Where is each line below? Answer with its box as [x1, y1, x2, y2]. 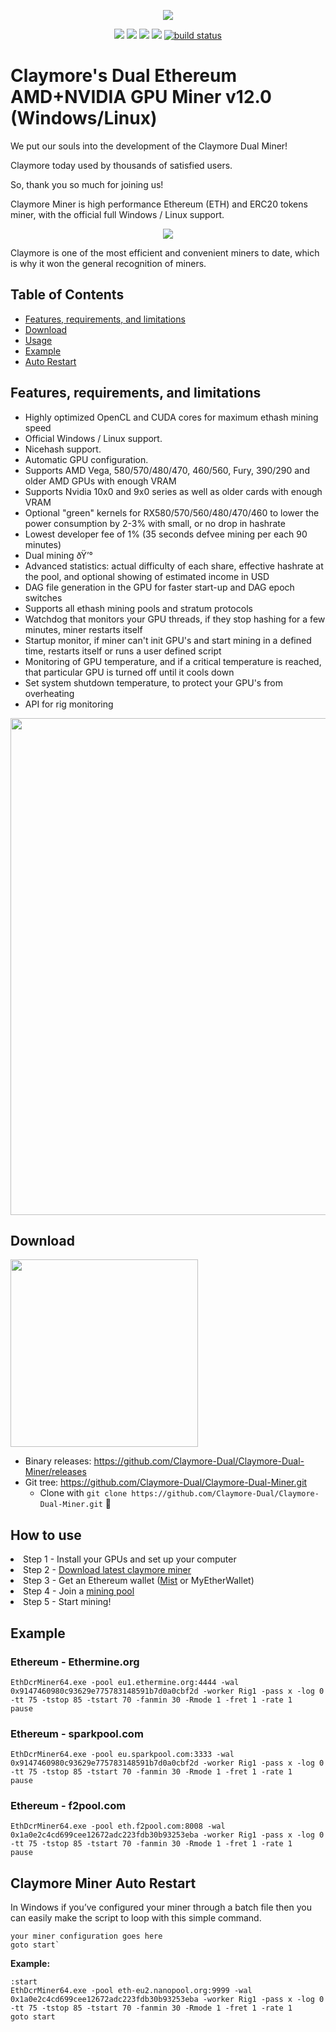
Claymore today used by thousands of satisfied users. [10, 159, 233, 171]
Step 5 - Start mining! [23, 1596, 112, 1608]
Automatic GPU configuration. [24, 453, 149, 465]
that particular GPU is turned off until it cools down [24, 666, 235, 678]
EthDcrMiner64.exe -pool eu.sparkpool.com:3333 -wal [10, 1750, 235, 1760]
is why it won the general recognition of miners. [10, 257, 207, 269]
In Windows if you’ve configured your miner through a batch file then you [10, 1901, 312, 1914]
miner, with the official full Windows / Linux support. [10, 208, 225, 220]
